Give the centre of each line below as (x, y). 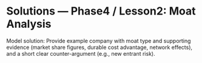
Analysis (29, 24)
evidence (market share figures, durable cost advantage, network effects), (99, 47)
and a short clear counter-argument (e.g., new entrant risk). (81, 53)
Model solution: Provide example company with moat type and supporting (99, 41)
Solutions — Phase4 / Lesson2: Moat (101, 11)
